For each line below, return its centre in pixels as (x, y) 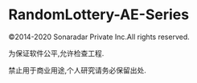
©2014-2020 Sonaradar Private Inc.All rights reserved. (99, 37)
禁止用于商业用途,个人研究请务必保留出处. (78, 70)
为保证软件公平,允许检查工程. (56, 53)
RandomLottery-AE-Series (99, 15)
